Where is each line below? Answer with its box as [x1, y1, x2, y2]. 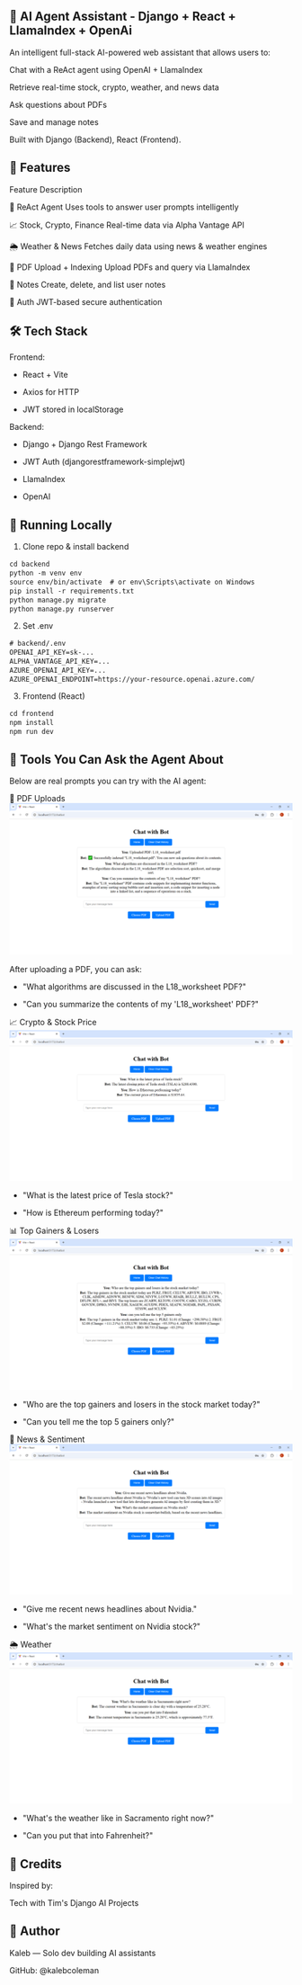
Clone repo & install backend [22, 541, 129, 552]
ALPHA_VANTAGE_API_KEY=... [9, 657, 111, 666]
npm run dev [9, 728, 54, 737]
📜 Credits [9, 1856, 63, 1872]
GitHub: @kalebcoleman [9, 1964, 100, 1975]
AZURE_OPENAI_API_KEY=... [9, 666, 106, 675]
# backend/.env [9, 639, 67, 648]
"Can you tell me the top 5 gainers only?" [22, 1416, 175, 1426]
